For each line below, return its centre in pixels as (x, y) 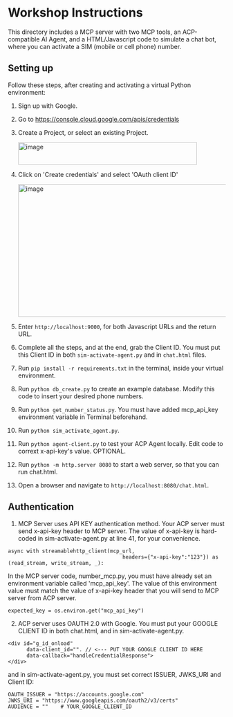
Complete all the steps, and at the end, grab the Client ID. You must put (119, 347)
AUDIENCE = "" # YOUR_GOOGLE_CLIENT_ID (70, 707)
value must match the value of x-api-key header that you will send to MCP (113, 590)
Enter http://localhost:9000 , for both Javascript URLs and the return (117, 326)
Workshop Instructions (76, 13)
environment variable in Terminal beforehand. (83, 417)
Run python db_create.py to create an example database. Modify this (116, 389)
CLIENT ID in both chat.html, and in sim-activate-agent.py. (101, 631)
